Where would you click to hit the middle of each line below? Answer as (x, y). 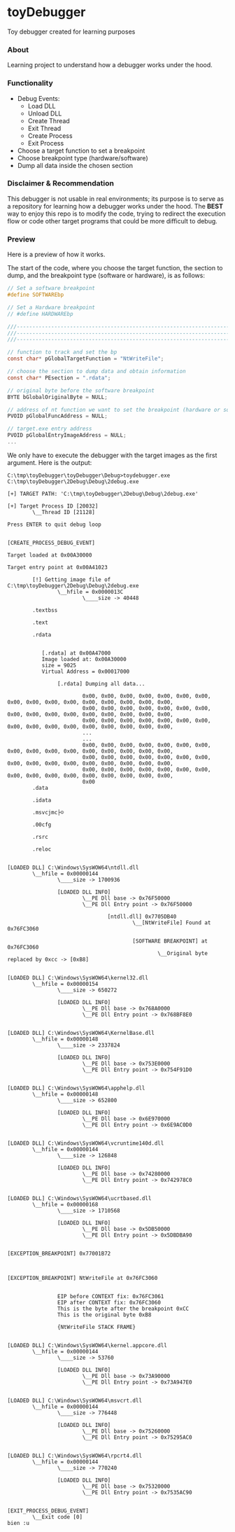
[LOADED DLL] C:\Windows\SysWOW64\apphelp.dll (76, 1088)
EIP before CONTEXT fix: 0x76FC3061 (111, 1296)
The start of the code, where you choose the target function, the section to (115, 268)
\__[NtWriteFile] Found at (172, 922)
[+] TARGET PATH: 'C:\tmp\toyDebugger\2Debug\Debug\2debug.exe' (103, 494)
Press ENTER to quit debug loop (54, 524)
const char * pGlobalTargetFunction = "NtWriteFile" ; (86, 359)
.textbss (45, 610)
